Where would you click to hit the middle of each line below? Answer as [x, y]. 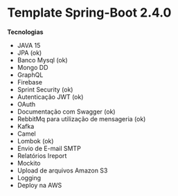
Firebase [30, 82]
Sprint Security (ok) [45, 89]
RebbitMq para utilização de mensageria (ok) [81, 118]
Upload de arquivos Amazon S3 [62, 170]
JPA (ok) [29, 53]
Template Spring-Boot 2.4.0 [89, 13]
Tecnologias [25, 32]
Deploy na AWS [39, 185]
